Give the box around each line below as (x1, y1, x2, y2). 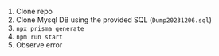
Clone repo (15, 7, 53, 16)
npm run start (15, 33, 63, 41)
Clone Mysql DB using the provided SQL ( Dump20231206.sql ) (15, 15, 213, 24)
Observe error (15, 40, 63, 50)
